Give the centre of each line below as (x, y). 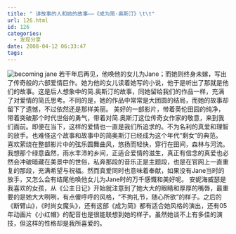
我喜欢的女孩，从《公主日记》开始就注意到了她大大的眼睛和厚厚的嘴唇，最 (115, 188)
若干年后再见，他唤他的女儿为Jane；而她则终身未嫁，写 (140, 74)
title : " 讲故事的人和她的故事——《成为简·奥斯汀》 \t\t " (81, 14)
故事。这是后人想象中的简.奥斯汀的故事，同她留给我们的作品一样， (116, 91)
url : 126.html (28, 20)
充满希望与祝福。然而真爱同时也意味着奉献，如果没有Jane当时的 (131, 170)
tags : (15, 53)
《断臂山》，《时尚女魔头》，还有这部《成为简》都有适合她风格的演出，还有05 (117, 205)
